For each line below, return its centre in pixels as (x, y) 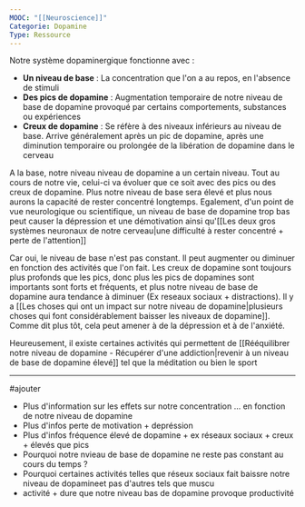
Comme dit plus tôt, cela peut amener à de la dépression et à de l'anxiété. (148, 326)
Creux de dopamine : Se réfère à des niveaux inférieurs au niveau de (152, 126)
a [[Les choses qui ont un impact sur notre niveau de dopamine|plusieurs (146, 306)
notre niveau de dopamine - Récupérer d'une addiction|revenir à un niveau (149, 353)
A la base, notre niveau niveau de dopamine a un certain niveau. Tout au (144, 173)
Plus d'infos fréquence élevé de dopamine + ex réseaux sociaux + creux (158, 435)
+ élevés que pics (55, 445)
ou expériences (52, 117)
